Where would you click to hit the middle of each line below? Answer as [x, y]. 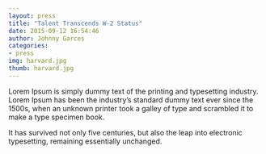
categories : [28, 46]
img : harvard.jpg [38, 61]
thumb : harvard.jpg [41, 69]
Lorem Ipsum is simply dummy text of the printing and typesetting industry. [133, 91]
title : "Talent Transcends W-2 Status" [76, 23]
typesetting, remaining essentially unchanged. [85, 141]
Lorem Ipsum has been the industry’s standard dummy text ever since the [131, 100]
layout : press [32, 16]
